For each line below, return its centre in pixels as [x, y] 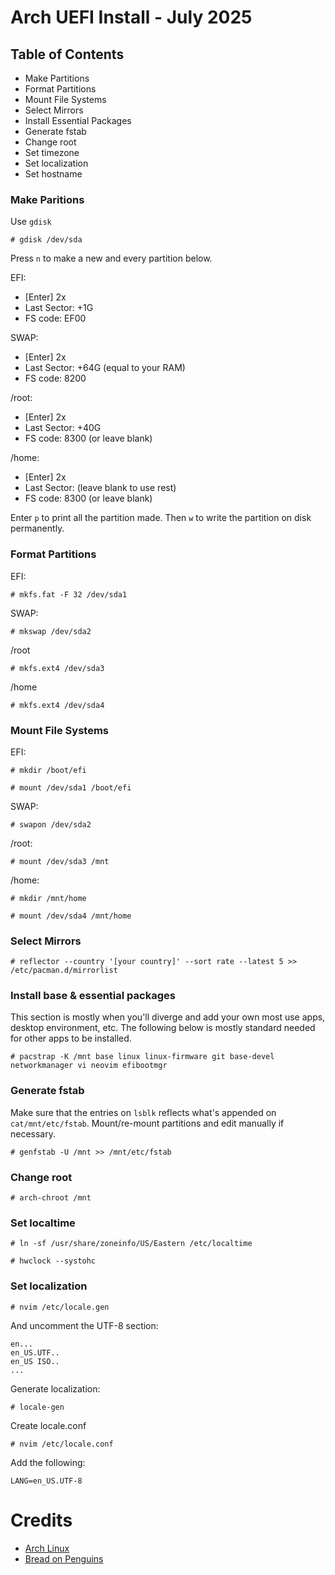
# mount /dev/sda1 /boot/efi [71, 787]
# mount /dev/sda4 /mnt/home [71, 916]
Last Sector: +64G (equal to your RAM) [105, 368]
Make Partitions [57, 78]
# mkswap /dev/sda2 [51, 631]
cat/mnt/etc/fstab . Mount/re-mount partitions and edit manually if [147, 1123]
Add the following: [48, 1462]
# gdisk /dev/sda [46, 240]
